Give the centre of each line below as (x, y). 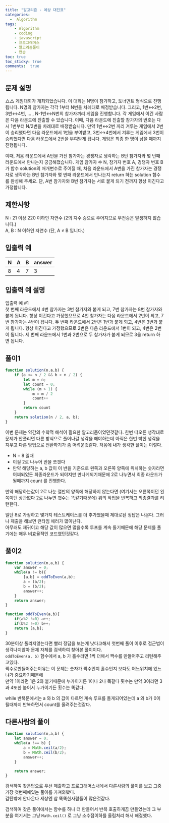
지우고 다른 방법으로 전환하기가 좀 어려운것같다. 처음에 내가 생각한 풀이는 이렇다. (84, 445)
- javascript (28, 38)
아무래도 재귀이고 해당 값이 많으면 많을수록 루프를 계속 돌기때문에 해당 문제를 (81, 527)
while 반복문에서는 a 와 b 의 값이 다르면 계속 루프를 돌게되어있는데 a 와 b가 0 (81, 698)
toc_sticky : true (23, 62)
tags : (11, 24)
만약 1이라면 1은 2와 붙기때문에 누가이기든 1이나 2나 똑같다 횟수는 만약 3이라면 (82, 681)
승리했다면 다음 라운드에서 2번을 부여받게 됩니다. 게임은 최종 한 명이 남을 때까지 (83, 139)
